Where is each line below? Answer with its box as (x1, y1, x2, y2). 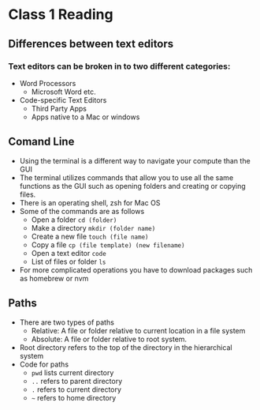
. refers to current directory (31, 385, 122, 394)
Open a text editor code (31, 248, 106, 258)
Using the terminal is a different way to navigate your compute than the (19, 156, 251, 165)
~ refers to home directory (31, 393, 117, 402)
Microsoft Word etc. (31, 87, 96, 96)
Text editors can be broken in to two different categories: (8, 61, 231, 72)
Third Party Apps (31, 103, 87, 113)
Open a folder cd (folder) (31, 215, 117, 224)
